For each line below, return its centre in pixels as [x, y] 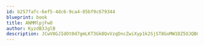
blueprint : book [27, 17]
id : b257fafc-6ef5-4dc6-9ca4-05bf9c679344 [61, 12]
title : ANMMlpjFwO [29, 23]
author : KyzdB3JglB [31, 28]
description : [23, 34]
